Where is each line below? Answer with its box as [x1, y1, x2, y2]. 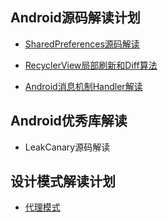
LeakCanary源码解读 [24, 141, 111, 153]
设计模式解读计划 [10, 173, 116, 190]
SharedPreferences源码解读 [24, 38, 140, 50]
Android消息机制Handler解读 [24, 80, 143, 92]
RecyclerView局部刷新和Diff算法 [24, 59, 158, 71]
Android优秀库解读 [10, 113, 128, 130]
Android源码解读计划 [10, 9, 141, 27]
